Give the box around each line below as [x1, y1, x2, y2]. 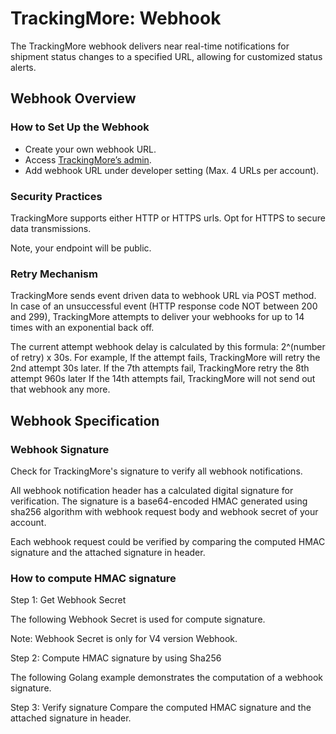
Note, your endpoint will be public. [10, 242, 152, 254]
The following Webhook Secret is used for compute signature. [10, 613, 266, 626]
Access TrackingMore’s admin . [24, 153, 152, 166]
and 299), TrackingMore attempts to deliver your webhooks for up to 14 [10, 311, 305, 323]
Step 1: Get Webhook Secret [10, 594, 127, 606]
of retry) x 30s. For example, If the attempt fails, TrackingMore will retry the [10, 352, 321, 364]
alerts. [10, 61, 37, 73]
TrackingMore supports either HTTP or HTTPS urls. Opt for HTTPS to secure [10, 212, 326, 224]
